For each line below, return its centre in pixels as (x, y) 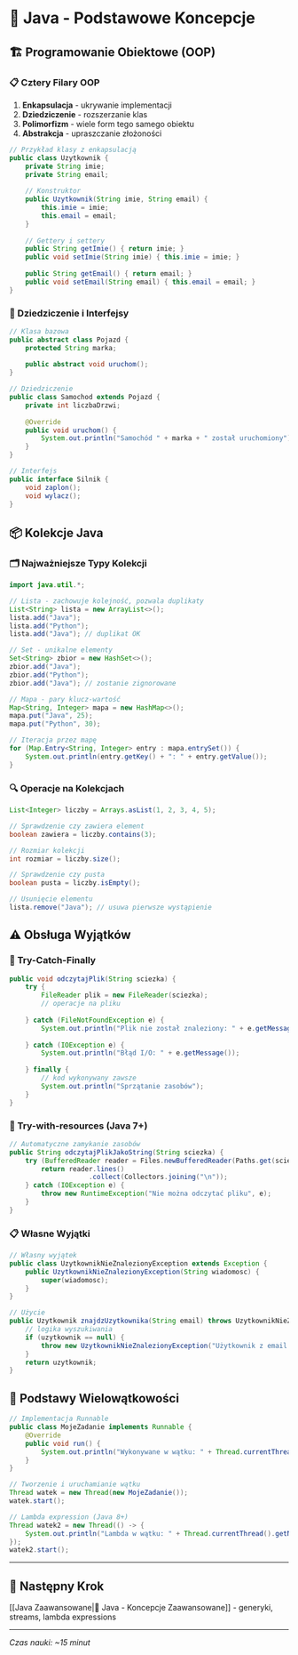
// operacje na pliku (81, 1004)
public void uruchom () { (71, 430)
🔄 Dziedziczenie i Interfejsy (69, 313)
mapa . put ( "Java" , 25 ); (51, 716)
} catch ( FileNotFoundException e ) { (95, 1020)
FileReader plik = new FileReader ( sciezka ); (125, 995)
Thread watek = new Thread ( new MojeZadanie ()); (99, 1493)
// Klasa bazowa (39, 331)
